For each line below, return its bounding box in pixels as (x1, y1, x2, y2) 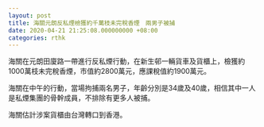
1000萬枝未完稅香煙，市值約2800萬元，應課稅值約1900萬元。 (8, 67, 212, 76)
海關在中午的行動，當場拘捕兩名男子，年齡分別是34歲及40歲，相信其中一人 (8, 83, 256, 93)
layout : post (8, 11, 52, 20)
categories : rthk (8, 33, 66, 42)
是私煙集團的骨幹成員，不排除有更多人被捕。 (8, 93, 155, 103)
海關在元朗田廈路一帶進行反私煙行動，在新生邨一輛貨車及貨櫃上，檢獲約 (8, 56, 245, 66)
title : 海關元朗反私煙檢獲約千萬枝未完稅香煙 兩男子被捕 (8, 19, 176, 27)
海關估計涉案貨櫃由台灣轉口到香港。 (8, 110, 127, 120)
